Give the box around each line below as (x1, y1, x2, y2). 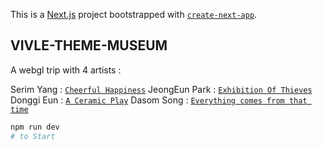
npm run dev (10, 122, 60, 132)
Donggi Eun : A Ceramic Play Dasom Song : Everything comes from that (10, 94, 308, 106)
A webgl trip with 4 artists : (10, 64, 122, 76)
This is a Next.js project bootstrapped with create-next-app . (10, 9, 258, 20)
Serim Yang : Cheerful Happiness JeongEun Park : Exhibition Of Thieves (10, 83, 313, 95)
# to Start (10, 131, 56, 141)
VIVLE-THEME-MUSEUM (10, 37, 168, 54)
